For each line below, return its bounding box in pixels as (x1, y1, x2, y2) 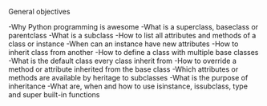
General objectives (8, 7, 71, 16)
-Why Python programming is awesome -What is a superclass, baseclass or (8, 22, 259, 31)
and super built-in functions (8, 90, 100, 99)
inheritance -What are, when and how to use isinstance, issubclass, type (8, 81, 249, 91)
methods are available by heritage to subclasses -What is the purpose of (8, 73, 249, 82)
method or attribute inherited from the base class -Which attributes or (8, 65, 239, 74)
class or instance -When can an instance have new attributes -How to (8, 39, 239, 49)
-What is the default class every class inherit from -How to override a (8, 56, 237, 65)
